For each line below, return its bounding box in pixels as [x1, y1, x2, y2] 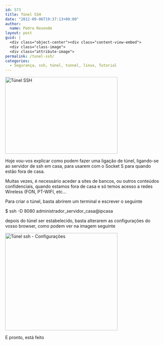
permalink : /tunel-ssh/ [5, 53, 55, 59]
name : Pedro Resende [9, 26, 52, 31]
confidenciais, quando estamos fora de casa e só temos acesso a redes [5, 183, 153, 190]
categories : [5, 58, 30, 63]
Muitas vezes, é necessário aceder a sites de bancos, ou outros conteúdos [5, 178, 160, 184]
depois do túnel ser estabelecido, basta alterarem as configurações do [5, 218, 151, 224]
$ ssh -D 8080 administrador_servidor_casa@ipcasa [5, 208, 113, 214]
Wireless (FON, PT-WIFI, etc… [5, 189, 67, 195]
